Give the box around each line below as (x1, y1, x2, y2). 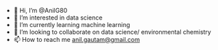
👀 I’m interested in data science (13, 14, 103, 22)
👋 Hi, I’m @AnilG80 (13, 7, 68, 14)
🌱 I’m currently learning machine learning (13, 21, 130, 28)
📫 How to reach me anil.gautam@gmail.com (13, 36, 141, 43)
